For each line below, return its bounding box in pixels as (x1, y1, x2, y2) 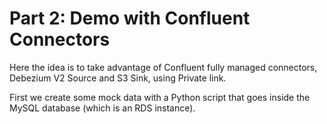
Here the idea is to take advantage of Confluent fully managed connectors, (9, 61, 318, 73)
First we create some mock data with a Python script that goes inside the (9, 91, 311, 103)
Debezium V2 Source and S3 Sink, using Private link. (9, 72, 227, 84)
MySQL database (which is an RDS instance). (9, 102, 196, 114)
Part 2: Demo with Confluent (9, 7, 251, 30)
